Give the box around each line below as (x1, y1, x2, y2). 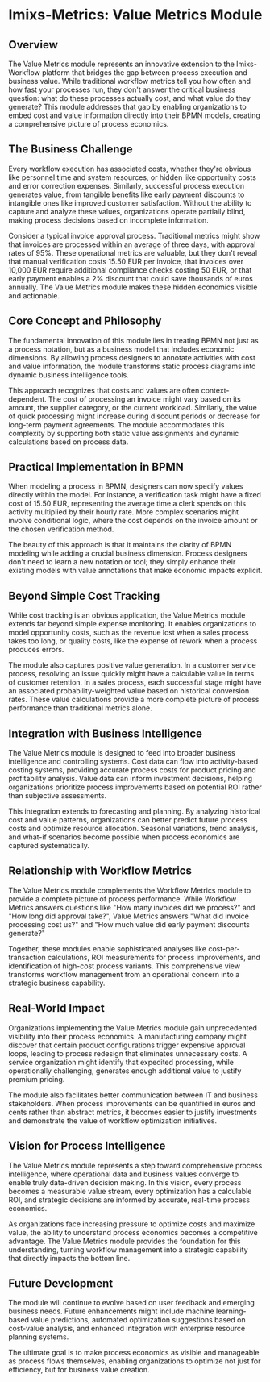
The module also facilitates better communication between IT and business (8, 1090, 258, 1100)
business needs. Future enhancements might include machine (8, 1306, 215, 1316)
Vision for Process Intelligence (8, 1139, 166, 1153)
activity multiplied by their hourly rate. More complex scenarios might (8, 507, 239, 517)
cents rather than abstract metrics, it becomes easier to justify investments (8, 1107, 258, 1117)
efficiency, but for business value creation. (8, 1365, 150, 1375)
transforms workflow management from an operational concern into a (8, 969, 240, 979)
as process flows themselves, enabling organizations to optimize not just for (8, 1356, 261, 1366)
